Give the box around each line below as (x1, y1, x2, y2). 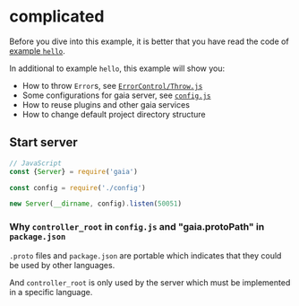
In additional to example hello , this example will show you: (9, 63, 226, 74)
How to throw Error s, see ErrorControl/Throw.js (21, 80, 203, 91)
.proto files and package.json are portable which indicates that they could (9, 249, 282, 261)
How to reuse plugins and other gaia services (21, 99, 191, 109)
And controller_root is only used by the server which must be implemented (9, 276, 291, 288)
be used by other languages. (9, 259, 115, 270)
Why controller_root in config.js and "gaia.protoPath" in (9, 221, 265, 233)
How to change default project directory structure (21, 109, 206, 119)
